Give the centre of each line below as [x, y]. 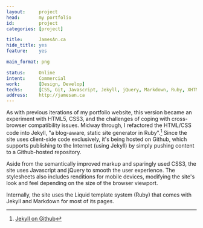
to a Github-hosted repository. [44, 152]
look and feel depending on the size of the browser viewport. [82, 183]
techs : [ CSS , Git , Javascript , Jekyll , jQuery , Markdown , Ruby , [96, 90]
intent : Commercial [36, 78]
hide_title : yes [27, 45]
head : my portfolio [39, 18]
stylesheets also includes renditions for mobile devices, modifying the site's [101, 177]
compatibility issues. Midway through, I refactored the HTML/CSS [110, 125]
